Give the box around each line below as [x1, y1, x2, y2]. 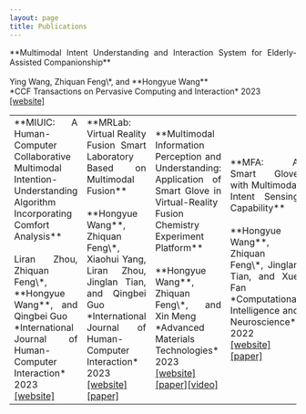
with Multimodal [229, 179, 300, 191]
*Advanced [154, 321, 205, 334]
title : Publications [9, 22, 88, 31]
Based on [86, 161, 147, 174]
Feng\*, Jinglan [229, 258, 300, 271]
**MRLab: [86, 116, 132, 129]
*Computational [229, 293, 300, 305]
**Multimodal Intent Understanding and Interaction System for [9, 47, 262, 57]
